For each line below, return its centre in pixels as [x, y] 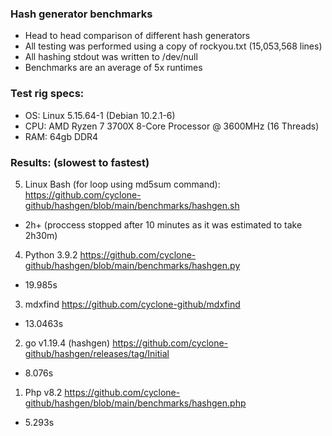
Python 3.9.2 [51, 254]
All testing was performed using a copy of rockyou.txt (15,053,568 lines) [173, 46]
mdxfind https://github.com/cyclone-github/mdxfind [132, 304]
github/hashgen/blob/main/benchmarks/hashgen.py [132, 265]
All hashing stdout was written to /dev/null [111, 57]
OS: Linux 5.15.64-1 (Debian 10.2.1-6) [100, 115]
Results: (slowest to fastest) [80, 162]
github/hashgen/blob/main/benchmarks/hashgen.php [135, 403]
